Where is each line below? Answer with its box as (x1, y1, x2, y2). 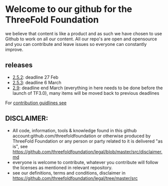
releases (5, 61, 33, 69)
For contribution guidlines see (5, 100, 66, 106)
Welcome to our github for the (5, 3, 132, 15)
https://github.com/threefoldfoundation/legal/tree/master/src (12, 175, 138, 181)
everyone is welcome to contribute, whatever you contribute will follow (12, 159, 158, 165)
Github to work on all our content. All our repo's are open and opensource (5, 36, 157, 42)
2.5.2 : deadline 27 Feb (12, 74, 58, 80)
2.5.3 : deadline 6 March (12, 79, 61, 85)
